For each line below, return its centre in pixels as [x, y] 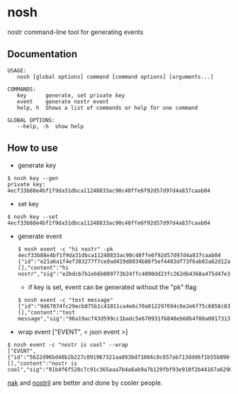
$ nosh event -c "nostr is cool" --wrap [68, 344]
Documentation [42, 54]
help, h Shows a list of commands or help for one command [107, 108]
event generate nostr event [63, 101]
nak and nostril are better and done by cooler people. [85, 383]
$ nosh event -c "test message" [65, 300]
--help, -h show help [50, 126]
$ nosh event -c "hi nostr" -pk [65, 249]
